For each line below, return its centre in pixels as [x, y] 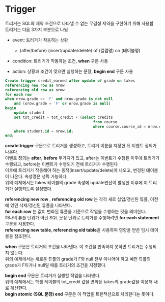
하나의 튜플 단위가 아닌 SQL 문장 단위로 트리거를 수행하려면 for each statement [82, 218]
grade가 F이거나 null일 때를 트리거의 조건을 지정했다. [56, 265]
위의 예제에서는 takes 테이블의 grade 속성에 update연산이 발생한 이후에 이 [77, 183]
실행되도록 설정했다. [33, 189]
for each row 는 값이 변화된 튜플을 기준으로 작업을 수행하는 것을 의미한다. [76, 212]
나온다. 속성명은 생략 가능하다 [39, 176]
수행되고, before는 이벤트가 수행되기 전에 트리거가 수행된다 [61, 164]
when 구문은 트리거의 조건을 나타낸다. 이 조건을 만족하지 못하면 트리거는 [74, 247]
